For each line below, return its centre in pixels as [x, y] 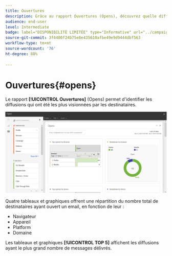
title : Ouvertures [25, 11]
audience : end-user [26, 21]
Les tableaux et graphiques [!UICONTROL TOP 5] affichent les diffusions [82, 243]
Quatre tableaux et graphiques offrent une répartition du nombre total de [82, 201]
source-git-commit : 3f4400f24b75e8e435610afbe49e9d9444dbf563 [73, 38]
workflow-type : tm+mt [28, 43]
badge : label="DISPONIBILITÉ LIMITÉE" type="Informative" [68, 32]
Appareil [21, 222]
